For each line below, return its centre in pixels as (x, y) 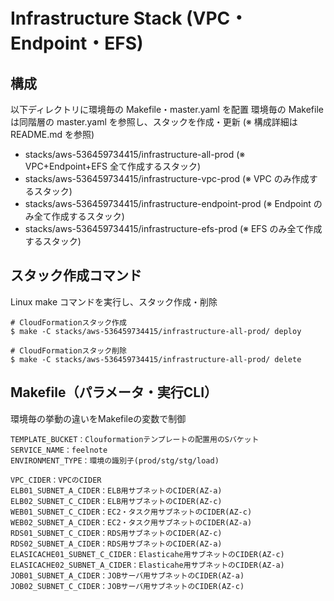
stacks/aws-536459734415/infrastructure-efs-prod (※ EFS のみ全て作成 (173, 228)
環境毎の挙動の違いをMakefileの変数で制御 (98, 418)
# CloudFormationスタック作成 (68, 322)
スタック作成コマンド (76, 275)
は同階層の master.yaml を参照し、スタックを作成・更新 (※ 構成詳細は (154, 122)
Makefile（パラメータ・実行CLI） (114, 392)
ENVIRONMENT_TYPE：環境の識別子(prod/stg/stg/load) (115, 460)
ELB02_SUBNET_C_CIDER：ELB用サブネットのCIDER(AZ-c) (116, 501)
